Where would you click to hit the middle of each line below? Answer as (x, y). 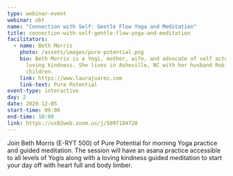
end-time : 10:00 (31, 116)
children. (40, 71)
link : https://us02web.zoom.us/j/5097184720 (72, 123)
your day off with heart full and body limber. (70, 165)
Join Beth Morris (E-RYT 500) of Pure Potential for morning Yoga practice (112, 143)
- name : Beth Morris (43, 46)
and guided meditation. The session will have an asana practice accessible (114, 150)
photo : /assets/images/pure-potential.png (82, 53)
